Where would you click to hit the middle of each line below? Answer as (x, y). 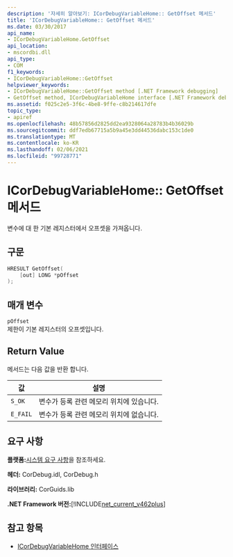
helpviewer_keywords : (38, 85)
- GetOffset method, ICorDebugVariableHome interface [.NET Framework (111, 98)
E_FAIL (21, 414)
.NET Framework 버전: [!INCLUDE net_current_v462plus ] (87, 504)
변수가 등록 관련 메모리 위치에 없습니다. (99, 414)
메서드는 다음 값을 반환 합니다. (48, 369)
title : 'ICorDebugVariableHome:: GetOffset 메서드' (81, 20)
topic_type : (24, 111)
